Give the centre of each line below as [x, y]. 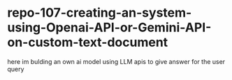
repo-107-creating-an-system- [100, 13]
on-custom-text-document [88, 42]
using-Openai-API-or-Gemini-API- [109, 27]
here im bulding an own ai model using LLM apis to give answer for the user [116, 61]
